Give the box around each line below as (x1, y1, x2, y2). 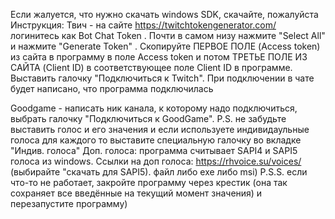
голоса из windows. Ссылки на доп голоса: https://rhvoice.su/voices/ (10, 155, 302, 167)
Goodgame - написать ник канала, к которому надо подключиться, (10, 102, 298, 114)
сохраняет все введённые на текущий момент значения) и (10, 187, 263, 199)
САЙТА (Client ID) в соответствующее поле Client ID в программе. (10, 62, 293, 73)
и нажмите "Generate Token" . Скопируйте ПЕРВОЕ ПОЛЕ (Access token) (10, 40, 321, 52)
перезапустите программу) (10, 198, 128, 209)
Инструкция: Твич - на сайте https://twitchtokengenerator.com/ (10, 19, 277, 31)
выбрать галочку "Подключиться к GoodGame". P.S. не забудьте (10, 113, 287, 124)
